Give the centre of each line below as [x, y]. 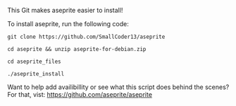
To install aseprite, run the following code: [68, 24]
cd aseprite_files [34, 61]
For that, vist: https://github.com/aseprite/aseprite [80, 94]
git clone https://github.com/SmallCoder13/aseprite [86, 37]
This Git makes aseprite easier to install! [65, 10]
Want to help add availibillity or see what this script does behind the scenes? [118, 87]
